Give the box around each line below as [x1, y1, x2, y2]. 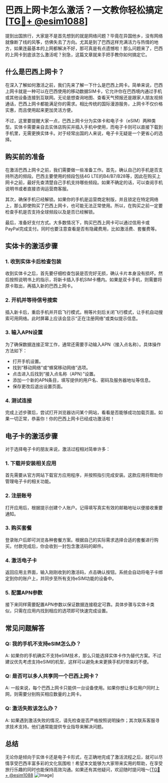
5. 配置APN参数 [5, 590, 43, 597]
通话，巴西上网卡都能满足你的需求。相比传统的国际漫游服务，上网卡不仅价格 [5, 101, 163, 107]
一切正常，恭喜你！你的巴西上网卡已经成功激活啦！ [9, 416, 115, 422]
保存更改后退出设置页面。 [12, 383, 65, 389]
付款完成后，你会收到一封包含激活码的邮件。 [13, 543, 106, 549]
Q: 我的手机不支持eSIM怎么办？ [5, 640, 81, 647]
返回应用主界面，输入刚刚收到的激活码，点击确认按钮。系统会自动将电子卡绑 [5, 569, 163, 575]
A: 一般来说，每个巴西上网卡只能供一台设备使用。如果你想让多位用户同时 [5, 685, 155, 691]
